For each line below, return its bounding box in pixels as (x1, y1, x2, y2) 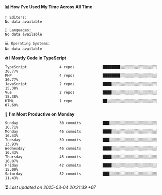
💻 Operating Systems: (5, 41, 50, 46)
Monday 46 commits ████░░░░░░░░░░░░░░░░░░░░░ (5, 129, 158, 134)
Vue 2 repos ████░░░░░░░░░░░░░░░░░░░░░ (5, 90, 158, 95)
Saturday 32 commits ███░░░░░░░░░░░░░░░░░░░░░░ (5, 171, 158, 176)
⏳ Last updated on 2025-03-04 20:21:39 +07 (5, 184, 96, 190)
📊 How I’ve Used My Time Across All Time (5, 4, 93, 10)
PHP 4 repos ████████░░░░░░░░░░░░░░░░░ (5, 73, 158, 78)
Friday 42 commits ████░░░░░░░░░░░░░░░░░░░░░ (5, 163, 158, 168)
